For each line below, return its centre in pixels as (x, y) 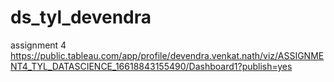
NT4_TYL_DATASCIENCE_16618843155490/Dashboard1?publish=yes (151, 66)
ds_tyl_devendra (81, 17)
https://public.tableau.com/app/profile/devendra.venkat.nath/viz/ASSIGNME (167, 55)
